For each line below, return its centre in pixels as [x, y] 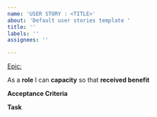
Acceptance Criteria [38, 94]
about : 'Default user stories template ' [69, 20]
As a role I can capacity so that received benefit [78, 80]
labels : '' [23, 33]
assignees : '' [28, 40]
